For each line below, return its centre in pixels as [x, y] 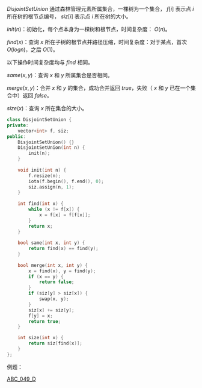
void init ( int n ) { [42, 170]
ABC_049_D [22, 379]
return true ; [45, 321]
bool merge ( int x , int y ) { [53, 265]
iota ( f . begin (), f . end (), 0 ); [66, 181]
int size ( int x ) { [41, 338]
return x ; [41, 226]
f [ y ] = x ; [41, 316]
